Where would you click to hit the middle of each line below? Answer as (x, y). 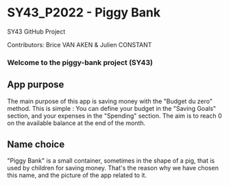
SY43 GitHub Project (36, 31)
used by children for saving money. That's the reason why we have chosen (113, 168)
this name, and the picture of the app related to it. (77, 175)
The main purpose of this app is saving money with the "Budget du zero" (110, 101)
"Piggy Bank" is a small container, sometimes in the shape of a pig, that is (111, 161)
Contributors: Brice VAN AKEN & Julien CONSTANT (80, 44)
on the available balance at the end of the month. (76, 123)
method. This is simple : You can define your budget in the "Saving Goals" (112, 108)
